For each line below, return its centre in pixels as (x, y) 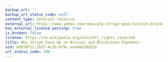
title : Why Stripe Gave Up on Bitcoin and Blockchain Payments (72, 42)
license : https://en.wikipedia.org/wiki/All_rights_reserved (70, 38)
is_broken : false (23, 33)
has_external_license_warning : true (43, 28)
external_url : (20, 24)
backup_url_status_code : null (37, 14)
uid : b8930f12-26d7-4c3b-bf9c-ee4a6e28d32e (51, 47)
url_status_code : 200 (28, 51)
